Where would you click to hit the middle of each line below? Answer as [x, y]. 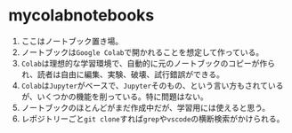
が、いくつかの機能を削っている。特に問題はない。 [114, 96]
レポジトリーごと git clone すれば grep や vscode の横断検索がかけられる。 [153, 118]
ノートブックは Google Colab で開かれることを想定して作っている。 [142, 52]
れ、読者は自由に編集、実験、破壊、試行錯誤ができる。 [122, 74]
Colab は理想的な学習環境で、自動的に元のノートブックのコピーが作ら [148, 63]
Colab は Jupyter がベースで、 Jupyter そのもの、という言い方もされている [152, 85]
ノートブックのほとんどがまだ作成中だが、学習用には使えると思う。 [146, 107]
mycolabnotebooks [81, 16]
